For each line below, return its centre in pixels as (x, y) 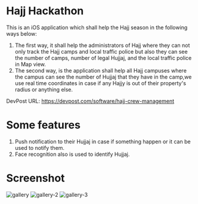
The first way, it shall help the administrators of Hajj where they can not (102, 45)
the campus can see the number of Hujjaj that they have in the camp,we (103, 77)
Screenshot (35, 178)
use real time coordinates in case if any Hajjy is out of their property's (100, 83)
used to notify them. (39, 147)
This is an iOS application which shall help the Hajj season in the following (97, 27)
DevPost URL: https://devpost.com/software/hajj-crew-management (90, 101)
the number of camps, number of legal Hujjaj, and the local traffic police (103, 58)
